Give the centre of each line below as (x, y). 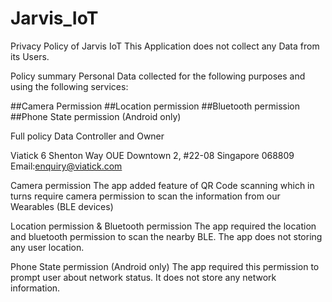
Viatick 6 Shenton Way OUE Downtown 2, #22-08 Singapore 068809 (152, 155)
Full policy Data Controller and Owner (87, 136)
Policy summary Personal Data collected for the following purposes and (158, 76)
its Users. (30, 56)
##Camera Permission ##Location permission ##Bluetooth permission (155, 106)
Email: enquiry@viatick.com (66, 166)
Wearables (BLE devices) (62, 206)
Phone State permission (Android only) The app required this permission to (165, 266)
